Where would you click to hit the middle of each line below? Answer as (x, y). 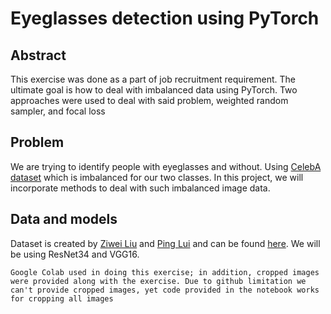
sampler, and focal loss (58, 111)
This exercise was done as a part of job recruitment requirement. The (153, 79)
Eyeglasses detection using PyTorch (165, 18)
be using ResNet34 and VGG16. (75, 254)
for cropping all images (62, 298)
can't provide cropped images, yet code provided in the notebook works (165, 290)
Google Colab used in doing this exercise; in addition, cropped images (165, 272)
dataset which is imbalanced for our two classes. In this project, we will (157, 177)
